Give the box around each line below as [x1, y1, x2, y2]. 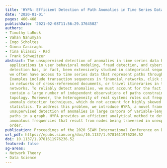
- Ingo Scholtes [5, 40, 39, 45]
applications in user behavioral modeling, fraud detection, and [9, 63, 148, 68]
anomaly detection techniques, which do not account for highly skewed [9, 100, 162, 105]
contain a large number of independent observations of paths [9, 90, 141, 95]
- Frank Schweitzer [5, 53, 46, 59]
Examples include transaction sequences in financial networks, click [9, 77, 159, 82]
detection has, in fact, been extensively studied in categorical [9, 68, 150, 73]
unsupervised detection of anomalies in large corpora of [9, 109, 133, 114]
